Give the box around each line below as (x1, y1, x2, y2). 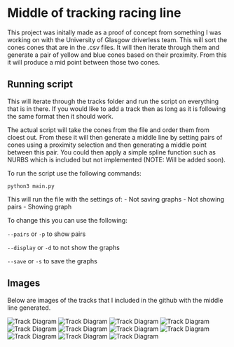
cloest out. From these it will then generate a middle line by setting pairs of (7, 133, 223, 141)
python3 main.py (7, 183, 55, 190)
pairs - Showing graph (7, 202, 72, 211)
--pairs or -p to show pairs (7, 230, 86, 238)
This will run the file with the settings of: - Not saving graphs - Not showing (7, 195, 224, 203)
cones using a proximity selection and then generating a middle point (7, 140, 207, 149)
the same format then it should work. (7, 112, 114, 120)
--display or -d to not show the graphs (7, 243, 121, 251)
